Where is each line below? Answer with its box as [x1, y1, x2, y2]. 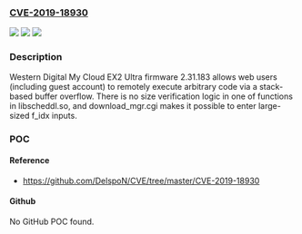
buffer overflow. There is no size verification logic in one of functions [35, 91, 294, 102]
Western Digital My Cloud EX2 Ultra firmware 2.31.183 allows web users [9, 71, 277, 83]
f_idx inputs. [31, 110, 77, 121]
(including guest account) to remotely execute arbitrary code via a [9, 81, 257, 92]
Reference [9, 155, 50, 166]
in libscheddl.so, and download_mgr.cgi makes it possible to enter [9, 100, 257, 111]
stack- [258, 81, 284, 92]
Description [9, 51, 63, 63]
